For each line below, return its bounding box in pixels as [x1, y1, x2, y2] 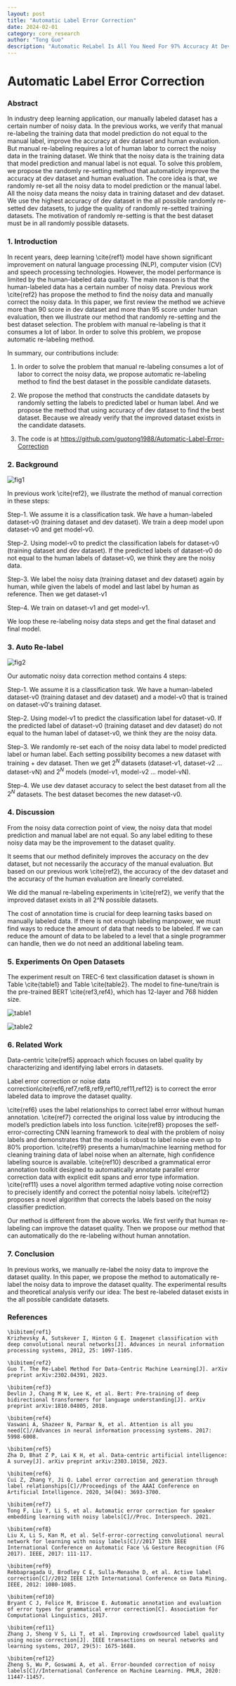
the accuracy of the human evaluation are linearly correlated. [7, 874, 184, 883]
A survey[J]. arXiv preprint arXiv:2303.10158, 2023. [7, 1458, 169, 1465]
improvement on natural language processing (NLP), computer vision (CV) [7, 260, 223, 268]
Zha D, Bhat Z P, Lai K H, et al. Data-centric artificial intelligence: [7, 1452, 228, 1459]
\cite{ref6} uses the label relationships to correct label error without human [7, 1106, 225, 1114]
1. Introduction [7, 237, 58, 246]
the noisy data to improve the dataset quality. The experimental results [22, 1280, 227, 1288]
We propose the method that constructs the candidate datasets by [17, 391, 210, 399]
